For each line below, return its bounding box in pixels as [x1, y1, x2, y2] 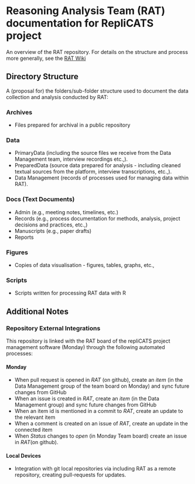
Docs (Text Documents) [6, 195, 75, 204]
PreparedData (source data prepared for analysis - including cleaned [14, 162, 181, 169]
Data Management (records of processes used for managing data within [14, 174, 189, 181]
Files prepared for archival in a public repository [14, 121, 131, 128]
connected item [14, 427, 53, 434]
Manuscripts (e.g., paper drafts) [14, 227, 92, 234]
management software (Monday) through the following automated [6, 343, 165, 350]
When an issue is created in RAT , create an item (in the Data [14, 395, 160, 402]
